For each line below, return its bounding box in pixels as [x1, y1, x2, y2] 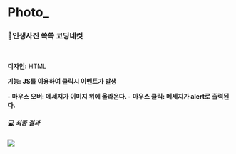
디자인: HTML [7, 62, 47, 71]
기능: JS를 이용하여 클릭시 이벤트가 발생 [7, 77, 117, 86]
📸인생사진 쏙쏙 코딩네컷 [7, 31, 83, 41]
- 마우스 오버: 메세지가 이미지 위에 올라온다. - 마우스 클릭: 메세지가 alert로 [7, 92, 211, 101]
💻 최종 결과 [7, 119, 41, 128]
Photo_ [7, 4, 50, 21]
